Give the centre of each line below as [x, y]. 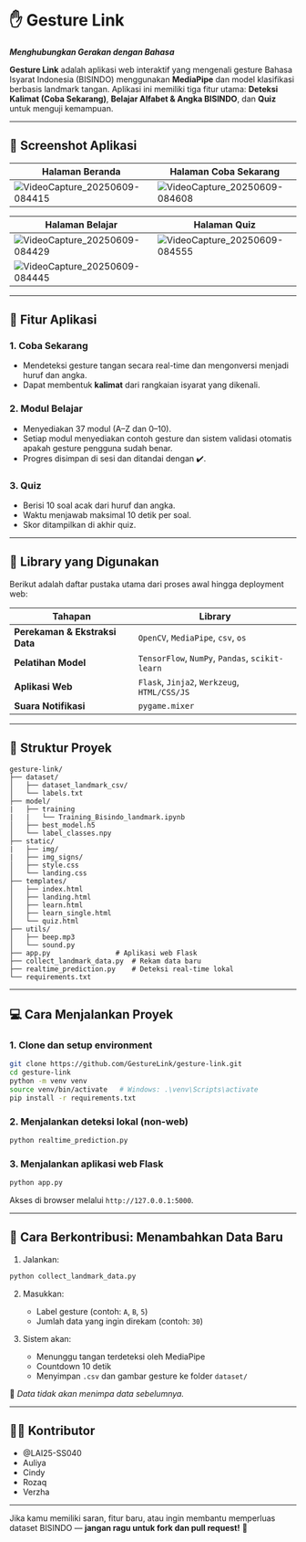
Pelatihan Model [50, 662]
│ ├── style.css [44, 865]
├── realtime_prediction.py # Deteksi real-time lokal [122, 969]
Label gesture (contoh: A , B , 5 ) [92, 1311]
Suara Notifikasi [50, 705]
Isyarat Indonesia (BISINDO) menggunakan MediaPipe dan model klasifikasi [152, 79]
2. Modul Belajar [46, 408]
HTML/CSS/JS [164, 692]
